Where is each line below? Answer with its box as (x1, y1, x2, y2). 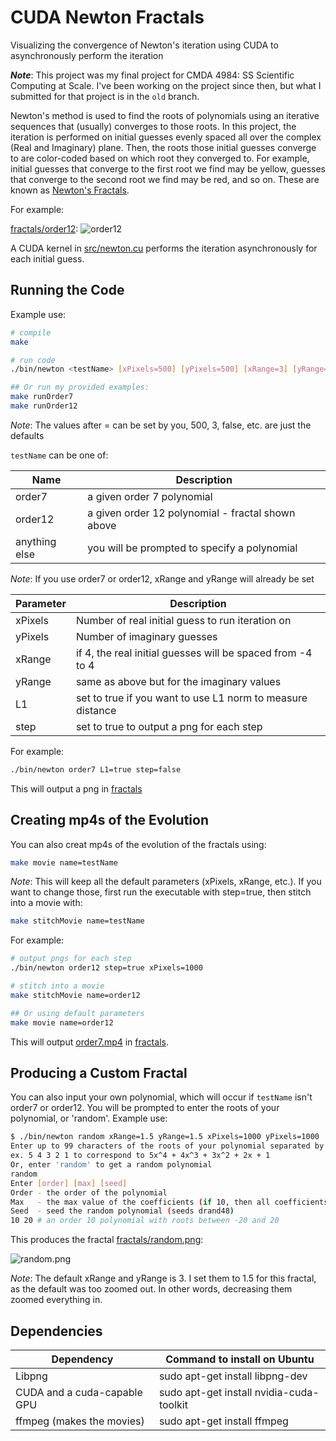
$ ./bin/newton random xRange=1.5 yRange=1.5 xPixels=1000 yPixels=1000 (10, 1132, 320, 1142)
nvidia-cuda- (254, 1385, 320, 1399)
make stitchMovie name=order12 (10, 990, 141, 1000)
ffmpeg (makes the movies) (15, 1414, 145, 1428)
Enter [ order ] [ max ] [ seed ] (10, 1178, 128, 1188)
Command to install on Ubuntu (165, 1352, 315, 1366)
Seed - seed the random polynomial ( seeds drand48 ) (10, 1206, 235, 1216)
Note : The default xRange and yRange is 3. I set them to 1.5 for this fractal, (10, 1272, 317, 1285)
